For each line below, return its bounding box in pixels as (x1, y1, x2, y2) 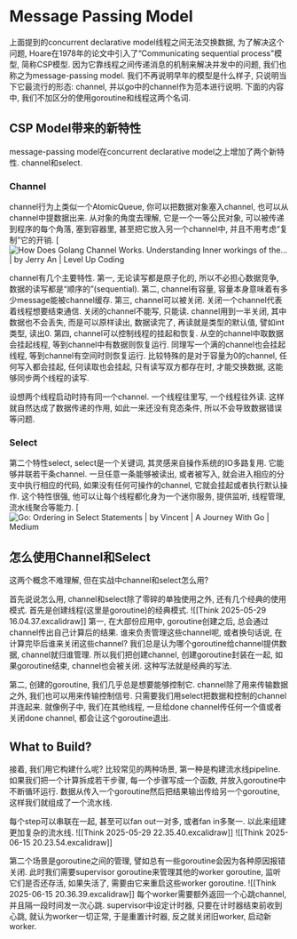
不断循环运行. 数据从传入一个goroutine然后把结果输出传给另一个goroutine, (9, 785, 281, 797)
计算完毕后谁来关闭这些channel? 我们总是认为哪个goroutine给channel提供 (9, 638, 279, 649)
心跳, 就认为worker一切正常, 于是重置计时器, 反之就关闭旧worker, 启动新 (9, 911, 272, 921)
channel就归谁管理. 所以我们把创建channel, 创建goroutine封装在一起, (20, 649, 273, 660)
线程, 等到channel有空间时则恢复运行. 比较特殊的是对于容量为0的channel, (9, 350, 277, 361)
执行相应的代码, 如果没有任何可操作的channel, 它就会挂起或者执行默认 (24, 480, 281, 491)
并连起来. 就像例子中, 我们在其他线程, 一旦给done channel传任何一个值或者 (9, 702, 282, 712)
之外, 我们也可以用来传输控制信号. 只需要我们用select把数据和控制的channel (9, 691, 286, 702)
